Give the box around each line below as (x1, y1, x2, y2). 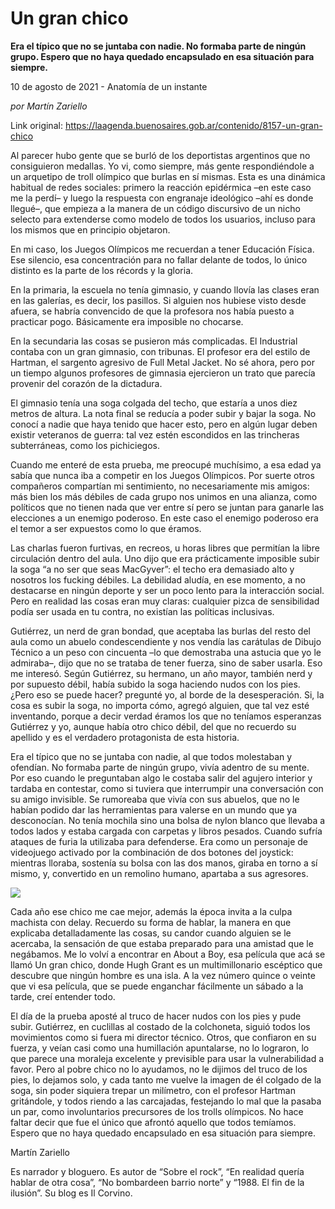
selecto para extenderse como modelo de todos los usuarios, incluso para (10, 213, 316, 225)
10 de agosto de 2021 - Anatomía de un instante (10, 80, 208, 92)
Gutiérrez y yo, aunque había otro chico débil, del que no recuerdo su (10, 720, 297, 732)
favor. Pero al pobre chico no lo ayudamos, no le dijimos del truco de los (10, 1063, 308, 1075)
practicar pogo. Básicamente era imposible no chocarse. (10, 315, 244, 327)
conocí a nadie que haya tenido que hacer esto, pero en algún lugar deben (10, 418, 318, 430)
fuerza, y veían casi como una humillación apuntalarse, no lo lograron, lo (10, 1042, 310, 1054)
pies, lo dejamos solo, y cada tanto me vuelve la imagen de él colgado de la (10, 1073, 322, 1086)
